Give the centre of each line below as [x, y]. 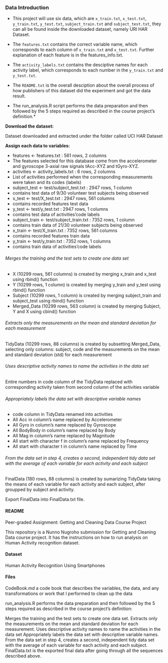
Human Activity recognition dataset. [43, 543]
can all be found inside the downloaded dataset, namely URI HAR [80, 29]
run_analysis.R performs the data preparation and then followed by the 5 [80, 603]
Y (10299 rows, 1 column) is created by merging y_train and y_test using [87, 284]
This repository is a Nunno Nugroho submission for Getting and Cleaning [80, 532]
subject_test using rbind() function [48, 300]
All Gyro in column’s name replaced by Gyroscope [64, 425]
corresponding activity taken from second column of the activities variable [82, 387]
